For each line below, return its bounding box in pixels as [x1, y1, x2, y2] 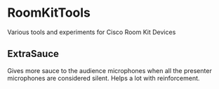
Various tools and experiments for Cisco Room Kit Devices [7, 28, 176, 36]
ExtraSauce [7, 48, 60, 60]
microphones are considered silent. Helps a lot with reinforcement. [7, 74, 200, 82]
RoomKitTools [7, 5, 91, 21]
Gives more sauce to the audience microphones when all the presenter [7, 66, 212, 74]
